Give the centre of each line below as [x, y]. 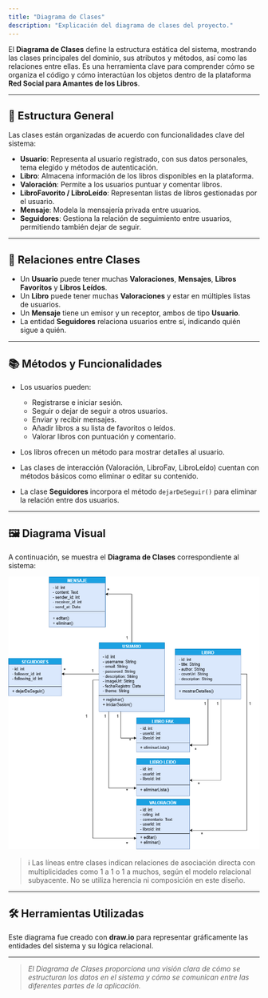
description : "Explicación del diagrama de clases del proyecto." [121, 25]
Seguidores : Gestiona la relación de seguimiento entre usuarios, [126, 218]
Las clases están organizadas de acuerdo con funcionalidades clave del [126, 135]
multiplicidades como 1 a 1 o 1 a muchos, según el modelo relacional [139, 872]
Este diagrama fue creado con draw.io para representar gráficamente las [128, 937]
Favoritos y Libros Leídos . [63, 287]
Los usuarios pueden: [55, 387]
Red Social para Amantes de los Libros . [74, 83]
